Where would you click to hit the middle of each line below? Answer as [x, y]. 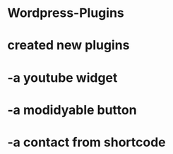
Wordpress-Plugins [66, 13]
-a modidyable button [72, 110]
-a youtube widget [62, 77]
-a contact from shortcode [86, 142]
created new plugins [68, 46]
